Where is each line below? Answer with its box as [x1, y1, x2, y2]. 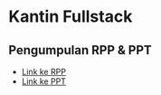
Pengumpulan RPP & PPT [8, 43, 153, 58]
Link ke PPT [21, 76, 67, 87]
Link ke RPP [21, 66, 67, 77]
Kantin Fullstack [8, 6, 133, 27]
